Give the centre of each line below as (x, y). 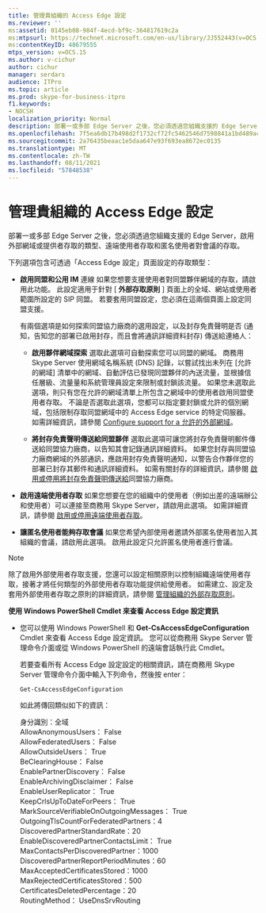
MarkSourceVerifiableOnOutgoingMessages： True (103, 811)
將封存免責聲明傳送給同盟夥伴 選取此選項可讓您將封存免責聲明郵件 (140, 439)
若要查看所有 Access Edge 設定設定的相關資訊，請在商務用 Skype (127, 664)
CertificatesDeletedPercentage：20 (78, 890)
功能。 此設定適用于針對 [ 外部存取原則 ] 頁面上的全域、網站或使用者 (145, 289)
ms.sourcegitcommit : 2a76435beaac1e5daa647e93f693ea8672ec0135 (115, 141)
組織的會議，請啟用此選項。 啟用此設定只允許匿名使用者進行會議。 (128, 542)
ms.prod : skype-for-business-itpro (67, 97)
